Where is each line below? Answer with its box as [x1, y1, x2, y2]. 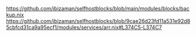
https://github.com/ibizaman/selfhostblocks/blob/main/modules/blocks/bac [6, 5, 190, 12]
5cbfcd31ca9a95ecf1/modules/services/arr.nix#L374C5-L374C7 [6, 24, 162, 31]
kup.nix [6, 11, 24, 18]
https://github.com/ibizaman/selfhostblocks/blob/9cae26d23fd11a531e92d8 [6, 18, 191, 24]
